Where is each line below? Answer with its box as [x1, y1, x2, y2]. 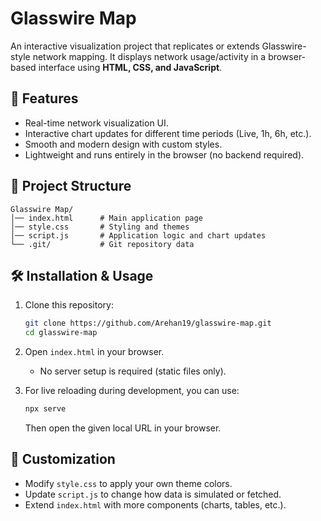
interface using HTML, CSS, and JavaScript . [38, 61, 223, 73]
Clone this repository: [24, 299, 114, 311]
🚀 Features [10, 90, 79, 107]
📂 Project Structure [10, 178, 132, 195]
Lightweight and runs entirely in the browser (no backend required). [24, 148, 305, 161]
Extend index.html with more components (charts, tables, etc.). [24, 498, 287, 511]
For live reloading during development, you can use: [24, 385, 240, 397]
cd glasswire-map [24, 328, 98, 338]
